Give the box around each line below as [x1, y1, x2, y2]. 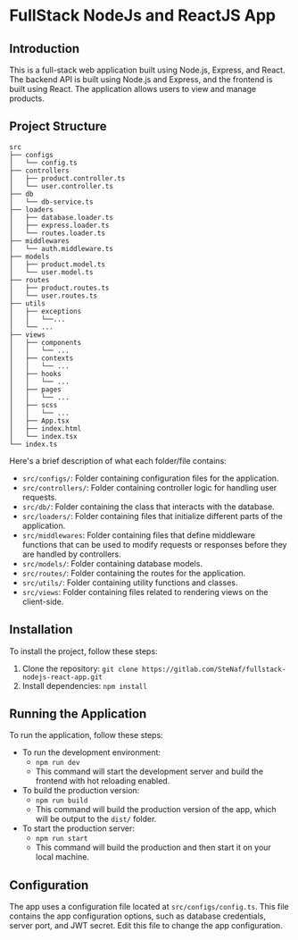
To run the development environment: [21, 747, 161, 758]
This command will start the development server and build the [35, 766, 264, 777]
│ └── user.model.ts [9, 267, 94, 277]
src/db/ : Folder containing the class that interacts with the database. [21, 501, 275, 512]
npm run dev [35, 759, 80, 768]
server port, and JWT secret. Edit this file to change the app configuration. [9, 920, 283, 931]
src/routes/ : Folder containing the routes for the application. [21, 567, 246, 578]
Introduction [9, 41, 80, 56]
